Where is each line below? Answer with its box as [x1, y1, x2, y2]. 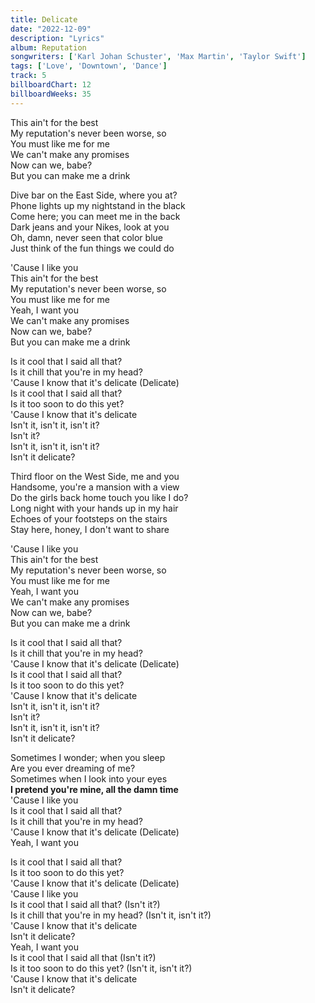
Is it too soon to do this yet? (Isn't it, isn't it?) [10, 962, 193, 974]
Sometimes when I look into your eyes [10, 772, 168, 785]
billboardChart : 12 [10, 80, 92, 90]
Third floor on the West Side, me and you [10, 470, 180, 482]
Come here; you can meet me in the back [10, 210, 181, 222]
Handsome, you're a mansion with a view [10, 481, 180, 493]
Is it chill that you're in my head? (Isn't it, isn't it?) [10, 909, 212, 921]
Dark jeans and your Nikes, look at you [10, 221, 170, 233]
